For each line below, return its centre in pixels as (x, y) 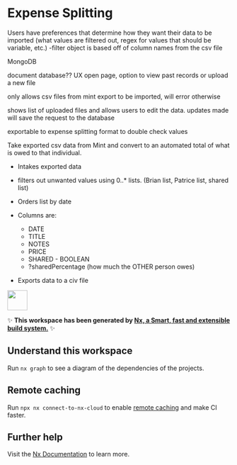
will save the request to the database (61, 118)
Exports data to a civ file (53, 280)
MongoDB (22, 61)
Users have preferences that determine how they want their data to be (110, 33)
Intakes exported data (50, 166)
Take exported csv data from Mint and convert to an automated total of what (118, 145)
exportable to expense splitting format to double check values (98, 131)
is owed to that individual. (45, 152)
